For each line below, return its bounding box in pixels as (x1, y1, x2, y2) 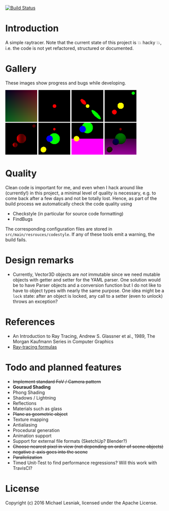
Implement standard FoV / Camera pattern (12, 378, 101, 384)
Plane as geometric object (12, 411, 68, 417)
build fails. (5, 237, 27, 243)
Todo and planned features (5, 361, 122, 373)
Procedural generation (12, 427, 60, 433)
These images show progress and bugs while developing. (5, 79, 126, 86)
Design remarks (5, 254, 74, 266)
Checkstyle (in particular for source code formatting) (12, 210, 124, 216)
